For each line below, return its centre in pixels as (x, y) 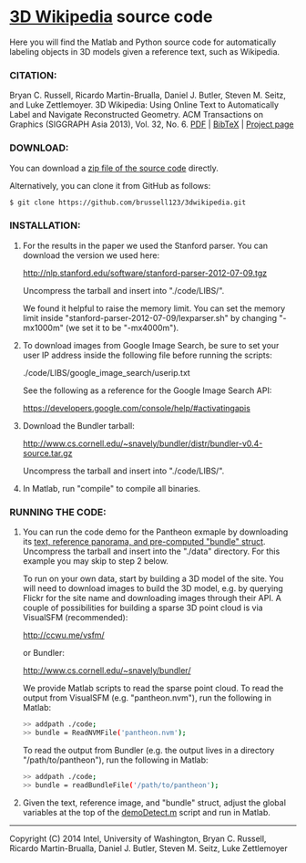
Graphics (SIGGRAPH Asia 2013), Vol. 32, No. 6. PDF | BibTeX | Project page (152, 124)
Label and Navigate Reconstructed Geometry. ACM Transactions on (137, 115)
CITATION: (33, 75)
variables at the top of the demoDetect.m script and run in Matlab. (147, 812)
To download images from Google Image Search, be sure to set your (151, 345)
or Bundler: (44, 653)
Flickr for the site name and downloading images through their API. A (152, 598)
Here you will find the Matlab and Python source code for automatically (143, 42)
